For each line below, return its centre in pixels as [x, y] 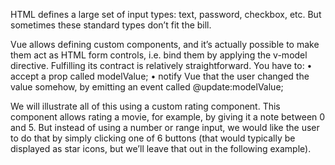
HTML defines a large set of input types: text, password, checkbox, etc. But [166, 14]
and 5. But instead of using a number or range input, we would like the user [165, 127]
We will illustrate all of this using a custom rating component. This [145, 106]
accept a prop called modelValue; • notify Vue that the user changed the [160, 76]
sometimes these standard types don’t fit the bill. [111, 25]
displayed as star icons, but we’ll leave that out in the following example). [161, 148]
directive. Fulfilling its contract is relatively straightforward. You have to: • [161, 65]
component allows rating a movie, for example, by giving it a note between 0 [168, 117]
